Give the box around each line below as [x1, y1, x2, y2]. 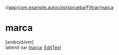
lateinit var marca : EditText [5, 44, 61, 50]
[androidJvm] [5, 39, 34, 45]
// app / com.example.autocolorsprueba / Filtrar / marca [5, 5, 114, 10]
